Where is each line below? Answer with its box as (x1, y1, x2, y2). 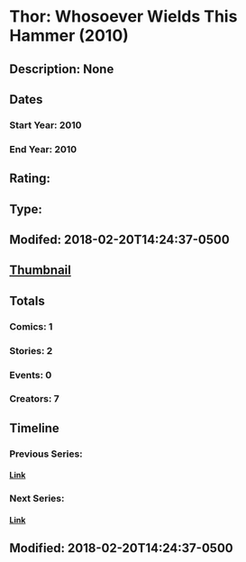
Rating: (9, 171, 51, 186)
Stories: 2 (9, 344, 53, 357)
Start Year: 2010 (9, 119, 83, 131)
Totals (9, 293, 45, 308)
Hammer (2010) (9, 25, 129, 46)
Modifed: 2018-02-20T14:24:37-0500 (9, 231, 230, 247)
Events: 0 (9, 368, 52, 381)
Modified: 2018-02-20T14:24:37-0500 (9, 540, 233, 556)
